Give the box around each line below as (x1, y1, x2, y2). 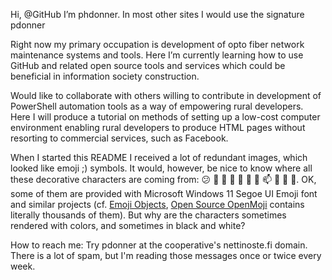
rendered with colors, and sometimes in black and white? (10, 220, 246, 231)
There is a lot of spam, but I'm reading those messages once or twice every (10, 250, 322, 261)
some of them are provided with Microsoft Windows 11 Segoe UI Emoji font (10, 188, 318, 199)
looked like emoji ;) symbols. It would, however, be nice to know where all (10, 162, 313, 174)
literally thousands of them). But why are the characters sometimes (10, 209, 287, 221)
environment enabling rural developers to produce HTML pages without (10, 122, 306, 133)
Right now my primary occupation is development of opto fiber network (10, 39, 305, 50)
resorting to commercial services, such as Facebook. (10, 132, 229, 144)
